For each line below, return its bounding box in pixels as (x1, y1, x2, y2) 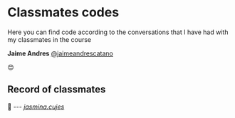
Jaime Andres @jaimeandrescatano (7, 49, 114, 58)
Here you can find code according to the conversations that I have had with (7, 28, 229, 36)
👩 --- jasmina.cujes (7, 102, 65, 111)
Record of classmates (7, 83, 106, 96)
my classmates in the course (7, 35, 92, 43)
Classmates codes (7, 4, 120, 21)
